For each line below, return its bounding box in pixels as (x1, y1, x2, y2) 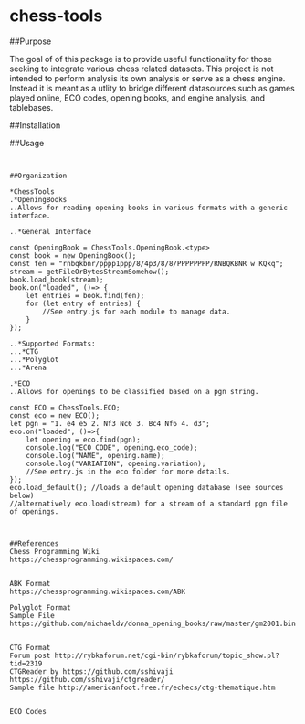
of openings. (9, 506, 59, 516)
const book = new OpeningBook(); (9, 250, 137, 261)
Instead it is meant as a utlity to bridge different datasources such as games (9, 82, 295, 93)
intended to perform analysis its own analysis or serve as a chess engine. (9, 72, 286, 83)
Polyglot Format (9, 602, 71, 612)
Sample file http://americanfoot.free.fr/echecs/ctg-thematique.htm (9, 683, 276, 692)
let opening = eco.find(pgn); (26, 435, 142, 444)
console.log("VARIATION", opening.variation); (26, 459, 206, 468)
